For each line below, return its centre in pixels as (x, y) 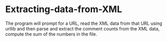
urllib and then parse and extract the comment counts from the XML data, (82, 28)
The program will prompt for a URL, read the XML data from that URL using (84, 23)
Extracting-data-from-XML (64, 9)
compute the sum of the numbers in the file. (51, 34)
